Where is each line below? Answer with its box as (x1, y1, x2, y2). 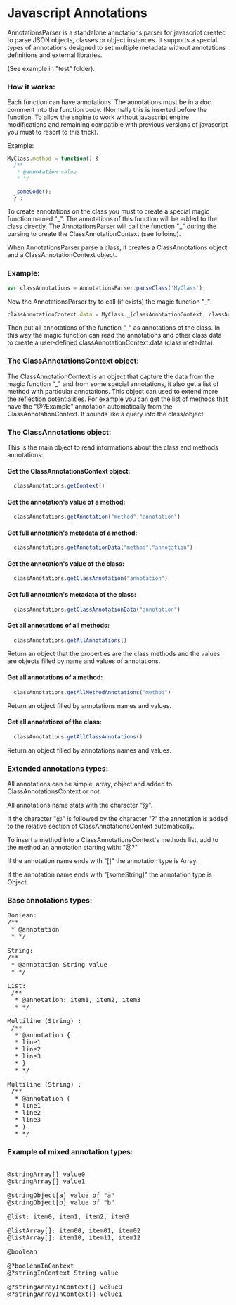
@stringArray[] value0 (7, 1170, 86, 1178)
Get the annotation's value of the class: (7, 559, 125, 568)
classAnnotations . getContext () (13, 483, 105, 490)
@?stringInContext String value (7, 1268, 119, 1277)
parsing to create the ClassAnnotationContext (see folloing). (7, 230, 181, 238)
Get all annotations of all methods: (7, 621, 110, 629)
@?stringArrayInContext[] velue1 (7, 1289, 123, 1298)
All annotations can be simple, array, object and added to (7, 779, 173, 788)
